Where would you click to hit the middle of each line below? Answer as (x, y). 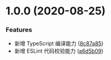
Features (19, 30)
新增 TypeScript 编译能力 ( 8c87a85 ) (59, 44)
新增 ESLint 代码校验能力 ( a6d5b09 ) (59, 51)
